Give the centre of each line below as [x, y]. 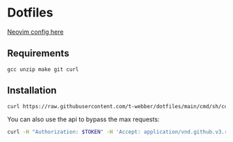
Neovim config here [35, 32]
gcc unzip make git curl [43, 69]
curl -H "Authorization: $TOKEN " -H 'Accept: [74, 132]
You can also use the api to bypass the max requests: [84, 119]
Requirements [38, 53]
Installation [32, 91]
